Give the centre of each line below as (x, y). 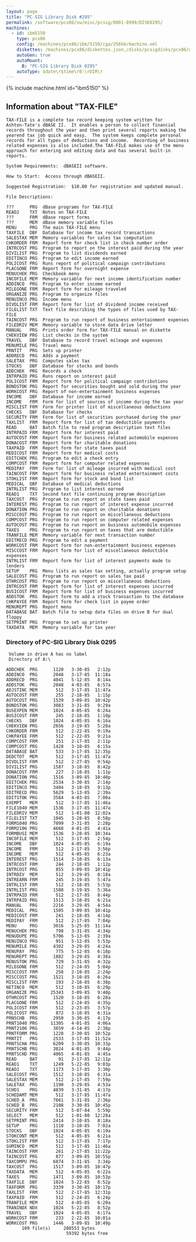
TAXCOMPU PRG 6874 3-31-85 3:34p (58, 1162)
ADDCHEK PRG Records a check (44, 371)
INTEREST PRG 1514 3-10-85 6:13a (58, 859)
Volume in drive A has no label (48, 654)
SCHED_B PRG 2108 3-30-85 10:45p (58, 1105)
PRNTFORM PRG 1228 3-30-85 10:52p (58, 1034)
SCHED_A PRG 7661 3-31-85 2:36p (58, 1100)
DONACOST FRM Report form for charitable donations (71, 443)
